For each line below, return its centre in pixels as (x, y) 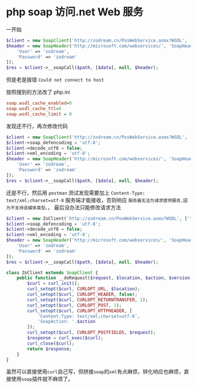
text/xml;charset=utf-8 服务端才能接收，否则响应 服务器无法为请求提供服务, (95, 200)
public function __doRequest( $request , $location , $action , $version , (105, 278)
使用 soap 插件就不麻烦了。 (42, 379)
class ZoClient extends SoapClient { (52, 273)
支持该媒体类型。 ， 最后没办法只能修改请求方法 (68, 207)
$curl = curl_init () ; (54, 284)
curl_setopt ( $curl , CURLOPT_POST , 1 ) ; (74, 305)
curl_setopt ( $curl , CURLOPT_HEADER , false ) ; (82, 295)
